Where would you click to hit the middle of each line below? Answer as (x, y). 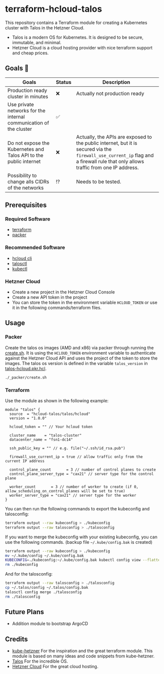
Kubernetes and (26, 149)
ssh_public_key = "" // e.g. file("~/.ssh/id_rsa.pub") (67, 448)
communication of (28, 122)
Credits (17, 639)
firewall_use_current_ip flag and (115, 155)
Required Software (28, 219)
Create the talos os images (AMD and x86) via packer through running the (80, 348)
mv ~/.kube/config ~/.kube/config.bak (44, 555)
